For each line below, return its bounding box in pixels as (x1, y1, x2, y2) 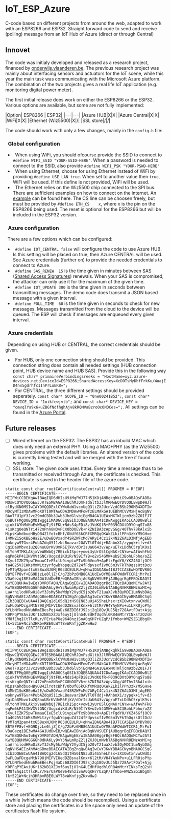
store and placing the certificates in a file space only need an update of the (5, 802, 163, 808)
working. (12, 460, 32, 466)
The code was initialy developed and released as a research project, (5, 59, 149, 66)
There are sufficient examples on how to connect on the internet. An (12, 190, 157, 196)
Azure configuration (8, 224, 59, 231)
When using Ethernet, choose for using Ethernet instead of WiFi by (15, 168, 156, 174)
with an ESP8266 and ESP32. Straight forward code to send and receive (5, 25, 157, 31)
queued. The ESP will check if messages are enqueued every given (12, 311, 155, 318)
